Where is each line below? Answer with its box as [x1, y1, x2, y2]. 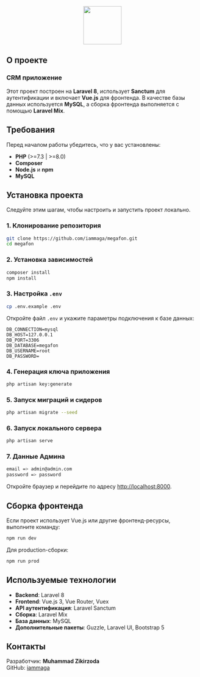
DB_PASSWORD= [6, 353, 40, 359]
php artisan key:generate [6, 381, 72, 387]
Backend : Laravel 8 [15, 591, 65, 599]
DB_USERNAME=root [6, 347, 51, 354]
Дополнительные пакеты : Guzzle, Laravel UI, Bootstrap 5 [15, 624, 165, 631]
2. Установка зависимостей [6, 256, 93, 264]
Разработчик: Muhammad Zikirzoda [6, 657, 99, 665]
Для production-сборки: [6, 546, 69, 553]
